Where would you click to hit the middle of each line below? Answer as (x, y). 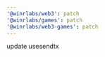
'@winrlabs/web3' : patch (43, 14)
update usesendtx (33, 47)
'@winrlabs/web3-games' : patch (52, 26)
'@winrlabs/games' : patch (44, 20)
